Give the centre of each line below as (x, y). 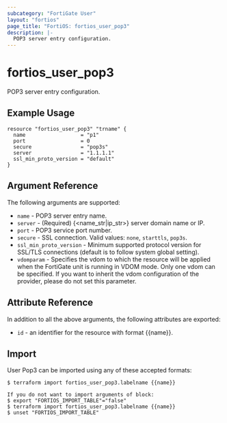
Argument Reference (53, 186)
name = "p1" (56, 135)
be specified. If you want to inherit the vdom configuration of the (108, 274)
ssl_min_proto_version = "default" (64, 159)
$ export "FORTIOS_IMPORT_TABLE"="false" (67, 401)
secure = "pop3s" (61, 147)
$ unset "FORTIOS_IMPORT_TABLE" (53, 413)
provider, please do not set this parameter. (77, 281)
